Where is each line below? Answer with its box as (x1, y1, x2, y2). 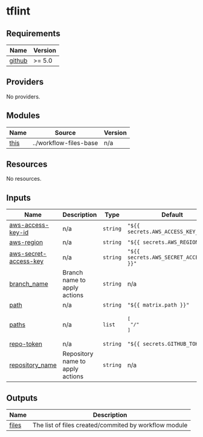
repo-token (9, 340, 42, 348)
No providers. (6, 92, 40, 100)
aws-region (9, 238, 43, 247)
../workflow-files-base (32, 138, 98, 147)
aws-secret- (9, 250, 47, 258)
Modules (6, 111, 40, 121)
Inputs (6, 192, 31, 203)
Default (161, 210, 183, 219)
